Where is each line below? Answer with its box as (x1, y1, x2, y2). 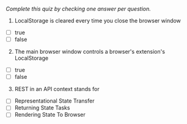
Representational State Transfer (14, 97, 95, 104)
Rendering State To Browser (14, 111, 86, 119)
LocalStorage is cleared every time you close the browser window (14, 17, 182, 24)
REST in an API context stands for (14, 86, 100, 93)
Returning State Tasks (14, 104, 70, 112)
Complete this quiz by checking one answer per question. (5, 5, 151, 12)
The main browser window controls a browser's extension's (14, 48, 166, 56)
